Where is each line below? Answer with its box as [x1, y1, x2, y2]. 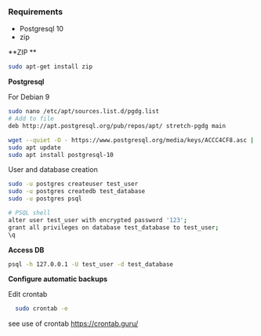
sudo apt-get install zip [8, 63, 92, 71]
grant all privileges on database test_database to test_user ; [8, 223, 219, 232]
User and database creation [8, 165, 98, 174]
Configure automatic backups [8, 274, 108, 284]
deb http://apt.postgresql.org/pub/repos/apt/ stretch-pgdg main [8, 122, 226, 130]
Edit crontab [8, 290, 48, 299]
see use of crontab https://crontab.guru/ [8, 319, 139, 328]
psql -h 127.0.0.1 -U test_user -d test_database [8, 260, 174, 268]
